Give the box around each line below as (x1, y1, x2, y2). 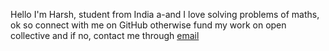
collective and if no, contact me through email (10, 30, 200, 41)
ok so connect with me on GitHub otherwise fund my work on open (10, 19, 287, 31)
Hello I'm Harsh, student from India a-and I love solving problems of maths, (10, 9, 320, 20)
